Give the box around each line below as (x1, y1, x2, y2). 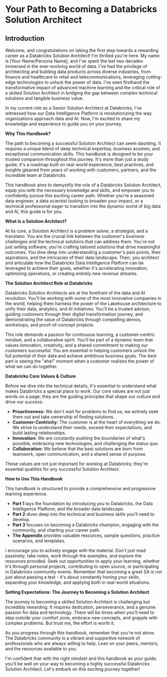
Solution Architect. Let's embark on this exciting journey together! (5, 666, 141, 672)
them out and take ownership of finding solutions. (12, 414, 115, 420)
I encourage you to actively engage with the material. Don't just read (5, 547, 146, 553)
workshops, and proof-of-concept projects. (5, 322, 95, 327)
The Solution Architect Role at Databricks (5, 280, 93, 286)
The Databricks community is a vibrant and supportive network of (5, 635, 141, 641)
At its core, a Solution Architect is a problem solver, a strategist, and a (5, 228, 148, 234)
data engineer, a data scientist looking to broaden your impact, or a (5, 198, 143, 204)
